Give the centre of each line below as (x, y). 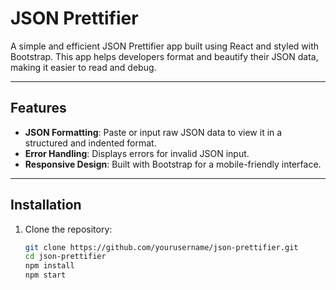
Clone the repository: (68, 229)
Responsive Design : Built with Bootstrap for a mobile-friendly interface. (173, 164)
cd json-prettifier (65, 257)
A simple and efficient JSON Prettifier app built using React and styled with (165, 46)
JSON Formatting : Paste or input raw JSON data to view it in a (153, 132)
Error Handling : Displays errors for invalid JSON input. (137, 153)
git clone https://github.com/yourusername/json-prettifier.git (161, 247)
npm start (45, 275)
